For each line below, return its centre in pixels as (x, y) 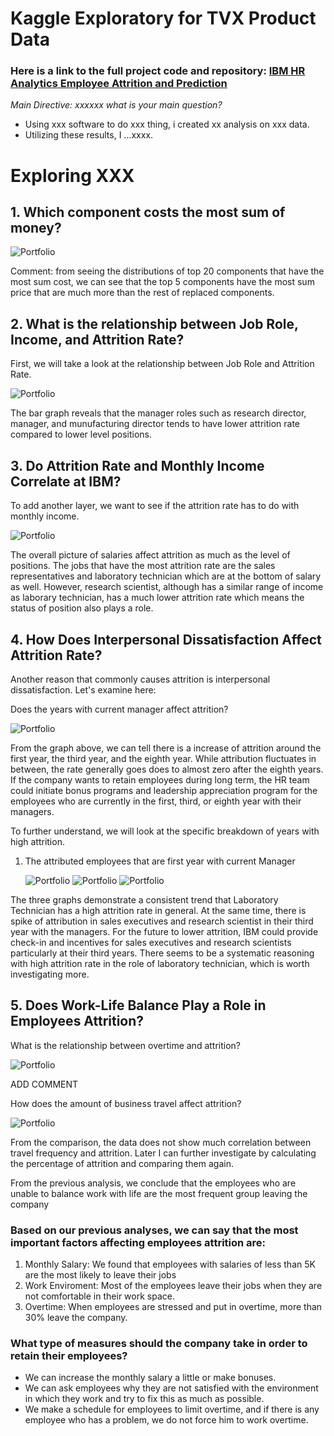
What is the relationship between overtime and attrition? (125, 1045)
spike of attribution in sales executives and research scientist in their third (162, 921)
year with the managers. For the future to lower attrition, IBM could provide (164, 931)
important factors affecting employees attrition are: (138, 1242)
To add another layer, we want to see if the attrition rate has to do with (155, 506)
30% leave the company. (76, 1318)
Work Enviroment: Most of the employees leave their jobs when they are (173, 1286)
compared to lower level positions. (81, 434)
